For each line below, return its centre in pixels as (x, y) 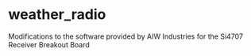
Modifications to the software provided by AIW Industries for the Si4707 (126, 36)
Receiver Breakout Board (49, 44)
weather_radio (57, 15)
